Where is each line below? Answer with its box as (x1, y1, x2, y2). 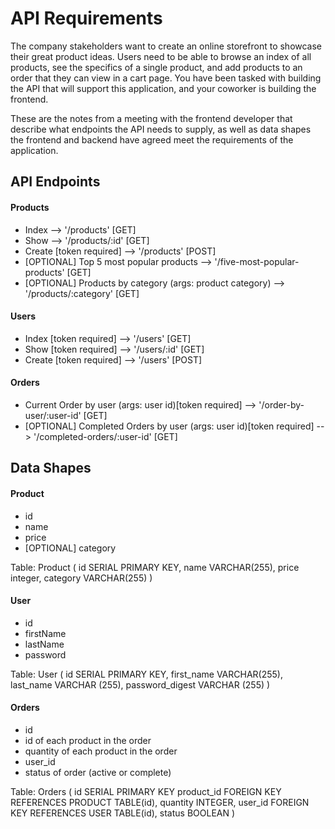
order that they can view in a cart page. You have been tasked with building (10, 72, 322, 84)
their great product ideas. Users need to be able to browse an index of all (10, 50, 312, 62)
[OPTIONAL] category (24, 542, 117, 554)
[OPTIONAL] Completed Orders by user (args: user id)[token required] (24, 420, 315, 432)
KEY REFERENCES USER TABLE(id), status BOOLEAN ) (10, 807, 236, 819)
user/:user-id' (24, 409, 82, 421)
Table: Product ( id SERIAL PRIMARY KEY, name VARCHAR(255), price (10, 561, 300, 573)
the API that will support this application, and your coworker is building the (10, 82, 317, 94)
